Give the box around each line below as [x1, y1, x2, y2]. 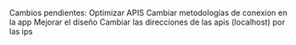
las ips [9, 26, 33, 36]
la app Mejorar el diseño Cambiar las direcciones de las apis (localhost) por [9, 17, 285, 27]
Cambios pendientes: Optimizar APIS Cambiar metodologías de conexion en [9, 8, 288, 18]
